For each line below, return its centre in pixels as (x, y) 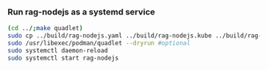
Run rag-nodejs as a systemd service (81, 12)
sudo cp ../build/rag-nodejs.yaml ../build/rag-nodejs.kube (110, 36)
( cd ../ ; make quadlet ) (45, 29)
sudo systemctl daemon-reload (58, 50)
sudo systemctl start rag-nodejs (63, 58)
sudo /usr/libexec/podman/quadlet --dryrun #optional (99, 43)
